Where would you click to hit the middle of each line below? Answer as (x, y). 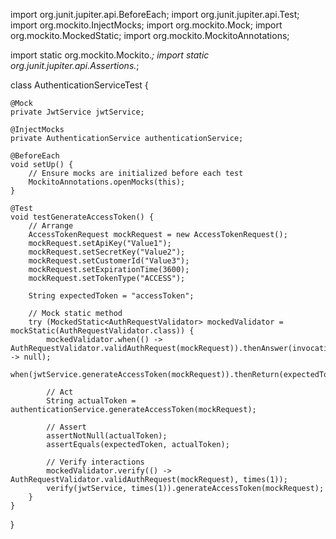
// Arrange (51, 226)
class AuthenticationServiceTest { (79, 85)
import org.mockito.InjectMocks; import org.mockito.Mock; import (146, 25)
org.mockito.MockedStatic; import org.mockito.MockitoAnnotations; (150, 35)
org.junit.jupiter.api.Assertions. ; (75, 65)
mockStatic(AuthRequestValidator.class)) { (102, 331)
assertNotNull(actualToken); (107, 436)
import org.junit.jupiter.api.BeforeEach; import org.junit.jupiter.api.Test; (155, 14)
